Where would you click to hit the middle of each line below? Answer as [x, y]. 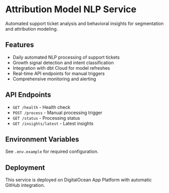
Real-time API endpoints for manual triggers [59, 73]
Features [20, 45]
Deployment [25, 167]
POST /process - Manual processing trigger [58, 113]
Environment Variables [42, 139]
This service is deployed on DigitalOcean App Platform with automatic [79, 180]
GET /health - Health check [41, 107]
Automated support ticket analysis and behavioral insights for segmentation [84, 23]
